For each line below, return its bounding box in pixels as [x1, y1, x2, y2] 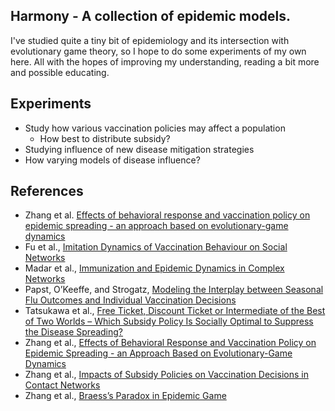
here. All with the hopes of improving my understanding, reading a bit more [10, 55, 320, 68]
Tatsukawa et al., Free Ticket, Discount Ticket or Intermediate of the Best [24, 305, 326, 317]
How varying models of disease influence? [24, 154, 201, 166]
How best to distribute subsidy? [39, 132, 171, 144]
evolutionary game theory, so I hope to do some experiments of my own [10, 45, 307, 57]
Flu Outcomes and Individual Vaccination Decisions [24, 294, 237, 306]
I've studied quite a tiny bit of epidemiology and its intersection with [10, 34, 290, 46]
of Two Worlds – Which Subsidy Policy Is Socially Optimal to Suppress [24, 315, 314, 328]
